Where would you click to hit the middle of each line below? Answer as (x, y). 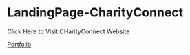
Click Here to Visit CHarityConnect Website (68, 31)
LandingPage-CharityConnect (95, 13)
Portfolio (19, 44)
